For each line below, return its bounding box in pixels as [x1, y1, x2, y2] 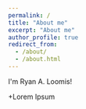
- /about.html [15, 56, 61, 64]
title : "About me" [8, 19, 68, 27]
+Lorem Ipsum [8, 92, 56, 101]
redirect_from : [8, 41, 58, 49]
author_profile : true [8, 33, 79, 42]
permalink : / [8, 11, 51, 20]
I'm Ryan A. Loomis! [8, 76, 73, 86]
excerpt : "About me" [8, 26, 76, 34]
